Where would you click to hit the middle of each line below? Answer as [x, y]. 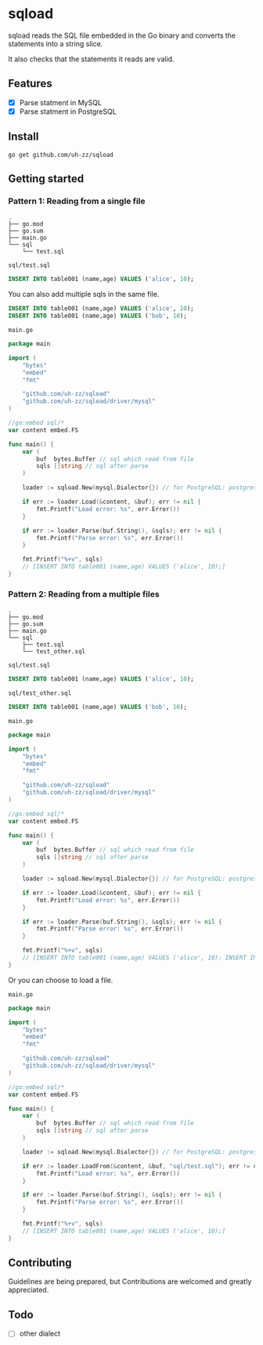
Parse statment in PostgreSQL [68, 111]
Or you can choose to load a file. [61, 980]
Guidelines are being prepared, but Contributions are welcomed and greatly [130, 1281]
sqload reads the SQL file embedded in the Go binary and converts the [122, 35]
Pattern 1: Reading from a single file [77, 201]
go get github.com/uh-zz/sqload [61, 155]
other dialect [40, 1334]
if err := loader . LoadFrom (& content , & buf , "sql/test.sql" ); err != [136, 1166]
